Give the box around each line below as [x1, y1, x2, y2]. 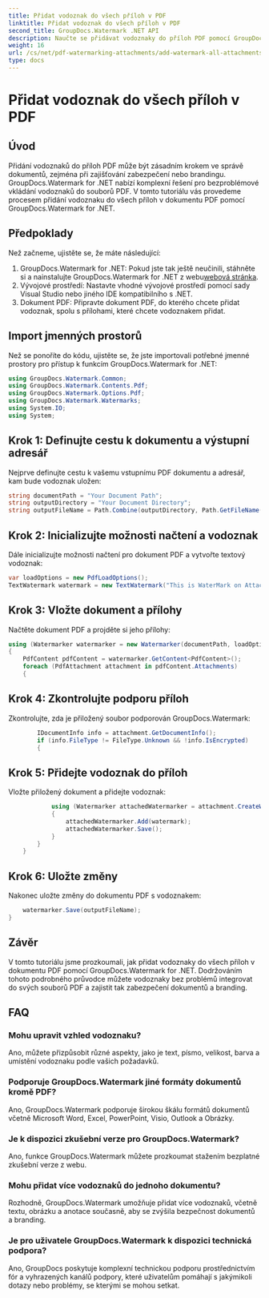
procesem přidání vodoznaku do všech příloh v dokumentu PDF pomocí [8, 195, 246, 204]
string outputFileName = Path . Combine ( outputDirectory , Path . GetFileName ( [8, 506, 263, 515]
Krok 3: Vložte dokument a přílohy [8, 604, 183, 617]
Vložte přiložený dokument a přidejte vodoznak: [8, 787, 167, 797]
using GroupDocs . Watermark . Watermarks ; [8, 397, 142, 405]
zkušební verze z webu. [8, 1159, 86, 1169]
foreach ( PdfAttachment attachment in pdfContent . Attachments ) [22, 662, 239, 671]
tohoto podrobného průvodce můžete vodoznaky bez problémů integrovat [8, 974, 253, 983]
